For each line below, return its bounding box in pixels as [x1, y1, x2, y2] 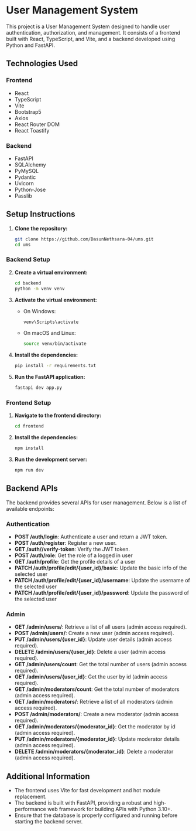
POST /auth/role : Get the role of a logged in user [14, 552, 133, 559]
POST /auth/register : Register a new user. [14, 540, 117, 547]
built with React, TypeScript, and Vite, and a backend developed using [6, 35, 176, 42]
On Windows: [23, 307, 56, 314]
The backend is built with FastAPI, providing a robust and [14, 799, 153, 806]
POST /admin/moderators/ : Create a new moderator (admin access [14, 711, 179, 718]
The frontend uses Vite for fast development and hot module [14, 787, 161, 794]
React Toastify [14, 127, 50, 134]
